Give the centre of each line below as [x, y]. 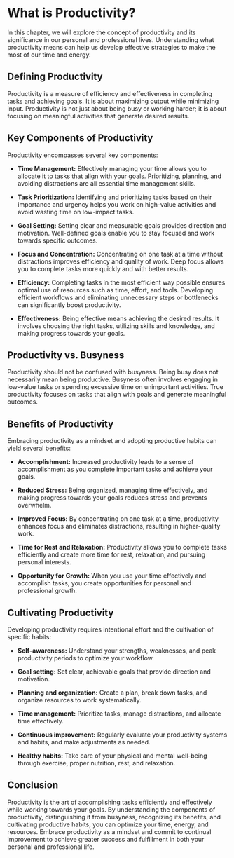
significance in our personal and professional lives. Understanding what [111, 39]
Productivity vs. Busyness [66, 355]
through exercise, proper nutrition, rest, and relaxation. [96, 763]
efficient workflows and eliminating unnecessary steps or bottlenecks [118, 297]
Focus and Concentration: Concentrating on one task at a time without [120, 254]
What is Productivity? [71, 13]
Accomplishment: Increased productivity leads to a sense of [105, 462]
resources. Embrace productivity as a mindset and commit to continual [109, 831]
